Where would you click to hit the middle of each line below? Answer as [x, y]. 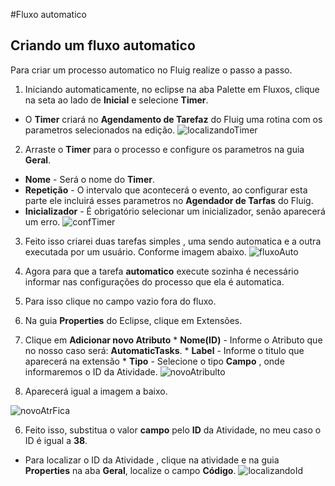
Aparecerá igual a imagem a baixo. [96, 391]
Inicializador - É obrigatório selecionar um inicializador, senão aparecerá [175, 211]
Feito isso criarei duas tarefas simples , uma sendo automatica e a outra [173, 241]
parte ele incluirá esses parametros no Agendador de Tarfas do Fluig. [169, 200]
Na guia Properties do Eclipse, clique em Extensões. [133, 320]
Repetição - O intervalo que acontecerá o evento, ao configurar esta [166, 190]
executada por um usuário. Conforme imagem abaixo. [135, 251]
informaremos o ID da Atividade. [91, 371]
